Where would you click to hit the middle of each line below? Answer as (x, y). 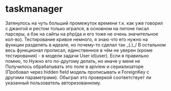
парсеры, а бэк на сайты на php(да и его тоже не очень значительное (82, 34)
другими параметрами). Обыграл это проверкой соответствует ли (78, 77)
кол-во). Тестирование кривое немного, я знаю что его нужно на (77, 39)
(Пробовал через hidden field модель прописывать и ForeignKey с (77, 72)
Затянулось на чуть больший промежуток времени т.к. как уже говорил (84, 23)
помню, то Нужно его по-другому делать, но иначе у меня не (73, 61)
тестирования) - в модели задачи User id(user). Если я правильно (77, 55)
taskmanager (34, 9)
